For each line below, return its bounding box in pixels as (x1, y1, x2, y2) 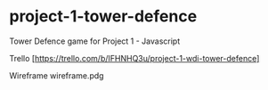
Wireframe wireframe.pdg (9, 70, 104, 81)
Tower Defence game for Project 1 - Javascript (9, 36, 181, 46)
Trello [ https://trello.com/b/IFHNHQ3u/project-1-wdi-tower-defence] (9, 53, 260, 63)
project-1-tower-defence (9, 6, 198, 27)
